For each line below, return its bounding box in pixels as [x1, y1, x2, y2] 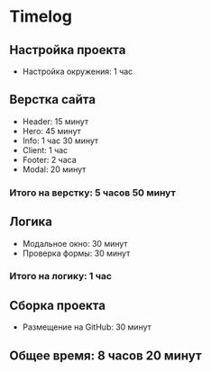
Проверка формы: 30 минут [22, 248, 131, 259]
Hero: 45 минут [22, 125, 81, 136]
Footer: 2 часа [22, 154, 77, 165]
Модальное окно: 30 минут [22, 238, 128, 249]
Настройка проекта [9, 42, 126, 58]
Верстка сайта [9, 92, 96, 107]
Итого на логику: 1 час [9, 270, 113, 283]
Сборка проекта [9, 297, 106, 313]
